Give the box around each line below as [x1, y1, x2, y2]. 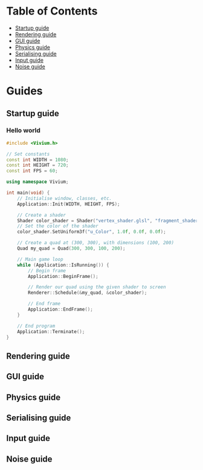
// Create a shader [17, 212, 66, 218]
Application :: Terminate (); [17, 328, 85, 334]
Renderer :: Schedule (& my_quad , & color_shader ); [28, 290, 147, 296]
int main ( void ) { [6, 190, 50, 196]
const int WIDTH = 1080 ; [6, 156, 69, 163]
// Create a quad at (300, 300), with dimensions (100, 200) [17, 240, 174, 246]
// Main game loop [17, 256, 63, 262]
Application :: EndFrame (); [28, 306, 94, 313]
